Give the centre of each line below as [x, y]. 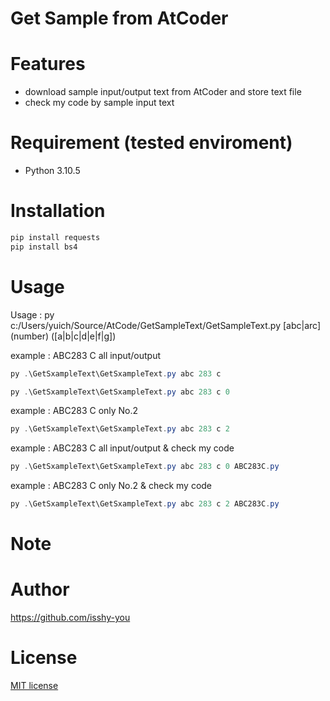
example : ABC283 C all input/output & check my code [122, 448]
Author [40, 589]
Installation [58, 211]
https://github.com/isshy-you [70, 618]
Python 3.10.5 [52, 171]
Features [48, 64]
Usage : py [32, 314]
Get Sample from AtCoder [119, 18]
